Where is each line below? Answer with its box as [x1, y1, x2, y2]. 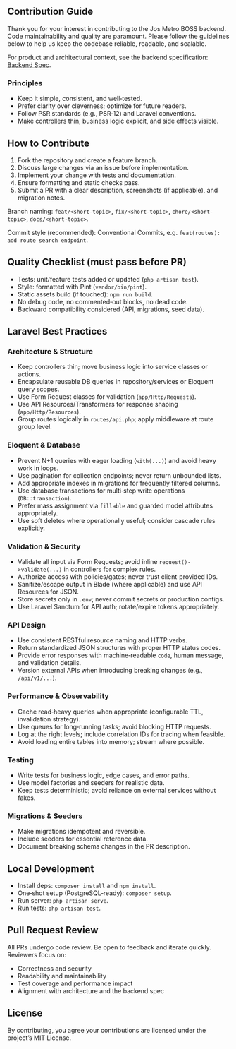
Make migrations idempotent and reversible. [17, 827, 146, 836]
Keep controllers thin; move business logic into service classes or [17, 363, 208, 371]
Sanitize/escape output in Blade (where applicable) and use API [17, 580, 203, 589]
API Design [7, 620, 46, 630]
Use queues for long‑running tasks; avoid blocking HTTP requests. [17, 722, 211, 731]
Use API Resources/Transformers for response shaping [17, 400, 178, 409]
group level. [17, 423, 53, 431]
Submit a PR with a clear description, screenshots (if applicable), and [17, 186, 218, 194]
